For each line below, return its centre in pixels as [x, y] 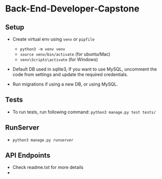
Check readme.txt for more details [48, 167]
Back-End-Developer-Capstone [72, 9]
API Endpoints [28, 155]
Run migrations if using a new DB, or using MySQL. [65, 84]
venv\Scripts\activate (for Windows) [59, 59]
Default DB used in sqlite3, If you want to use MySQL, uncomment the [85, 69]
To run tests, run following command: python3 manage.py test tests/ [84, 112]
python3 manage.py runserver [43, 140]
